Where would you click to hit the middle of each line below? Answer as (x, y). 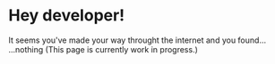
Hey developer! (67, 16)
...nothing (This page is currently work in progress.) (103, 49)
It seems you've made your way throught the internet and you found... (137, 40)
